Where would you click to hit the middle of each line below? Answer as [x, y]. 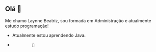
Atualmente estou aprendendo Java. [49, 35]
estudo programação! [27, 26]
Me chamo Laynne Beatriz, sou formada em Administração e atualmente [78, 20]
